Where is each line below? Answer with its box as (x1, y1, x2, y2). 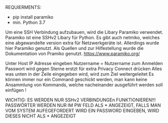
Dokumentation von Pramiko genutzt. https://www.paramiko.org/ (5, 50, 140, 56)
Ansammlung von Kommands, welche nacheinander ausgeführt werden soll (5, 82, 163, 88)
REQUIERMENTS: (5, 5, 41, 10)
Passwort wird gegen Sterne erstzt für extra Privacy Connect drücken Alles (5, 66, 162, 72)
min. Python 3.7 (12, 20, 46, 25)
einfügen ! (5, 87, 27, 93)
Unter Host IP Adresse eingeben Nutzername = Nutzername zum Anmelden (5, 60, 163, 66)
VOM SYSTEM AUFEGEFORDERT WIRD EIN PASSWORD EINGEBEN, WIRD (5, 108, 159, 113)
